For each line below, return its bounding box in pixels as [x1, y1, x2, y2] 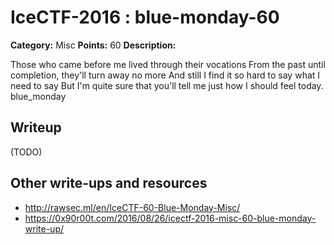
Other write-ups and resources [10, 175, 208, 192]
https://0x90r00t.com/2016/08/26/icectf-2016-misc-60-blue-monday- [24, 212, 317, 224]
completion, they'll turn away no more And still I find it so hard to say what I [10, 69, 321, 81]
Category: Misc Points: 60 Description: [10, 39, 177, 51]
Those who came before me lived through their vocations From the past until [10, 58, 326, 70]
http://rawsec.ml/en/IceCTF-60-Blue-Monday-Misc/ [24, 201, 241, 213]
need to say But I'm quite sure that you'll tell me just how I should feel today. [10, 79, 324, 91]
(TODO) [10, 146, 43, 158]
